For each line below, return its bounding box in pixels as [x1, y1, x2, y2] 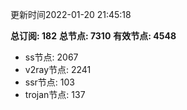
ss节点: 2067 [24, 51, 79, 63]
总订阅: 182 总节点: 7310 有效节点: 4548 [10, 30, 177, 42]
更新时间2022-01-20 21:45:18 [10, 9, 132, 20]
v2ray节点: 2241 [24, 64, 92, 75]
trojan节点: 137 [24, 89, 86, 100]
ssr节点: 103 [24, 76, 75, 88]
